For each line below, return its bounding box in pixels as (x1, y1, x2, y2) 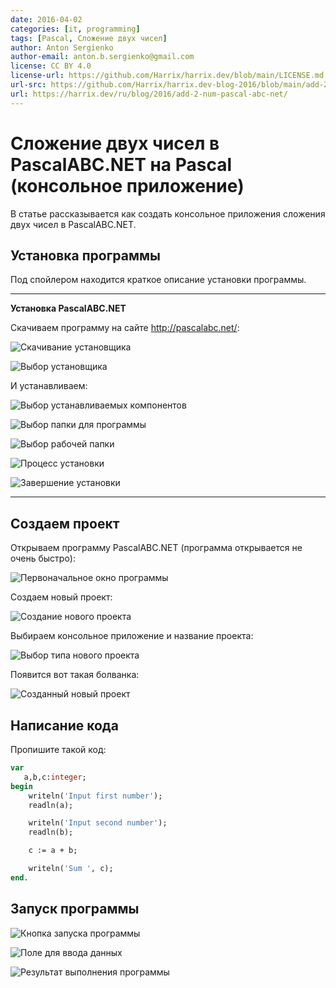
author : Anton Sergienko (10, 42, 114, 53)
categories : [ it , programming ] (10, 24, 141, 34)
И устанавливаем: (10, 380, 88, 392)
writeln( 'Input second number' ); (28, 818, 168, 828)
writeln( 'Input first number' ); (28, 791, 163, 801)
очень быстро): (10, 552, 76, 565)
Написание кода (10, 717, 119, 734)
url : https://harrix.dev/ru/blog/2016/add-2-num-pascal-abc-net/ (10, 89, 288, 99)
